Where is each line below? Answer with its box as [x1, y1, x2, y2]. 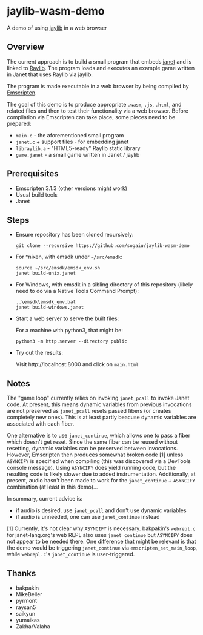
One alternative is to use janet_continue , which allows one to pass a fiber [7, 432, 191, 439]
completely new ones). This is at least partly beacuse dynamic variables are [7, 413, 196, 421]
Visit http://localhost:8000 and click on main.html [15, 361, 139, 368]
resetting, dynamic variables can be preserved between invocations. [7, 445, 178, 452]
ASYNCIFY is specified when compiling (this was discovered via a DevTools [7, 458, 191, 465]
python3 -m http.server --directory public [15, 338, 128, 344]
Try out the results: [15, 349, 63, 357]
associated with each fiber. [7, 420, 75, 427]
